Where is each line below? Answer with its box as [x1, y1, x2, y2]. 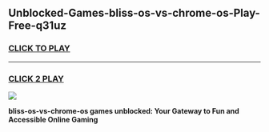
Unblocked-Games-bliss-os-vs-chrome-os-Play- [8, 6, 260, 20]
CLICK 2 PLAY [8, 73, 64, 84]
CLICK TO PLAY [8, 43, 70, 54]
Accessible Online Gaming [8, 114, 98, 124]
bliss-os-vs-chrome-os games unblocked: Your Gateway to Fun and [8, 106, 240, 115]
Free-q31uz [8, 19, 66, 33]
